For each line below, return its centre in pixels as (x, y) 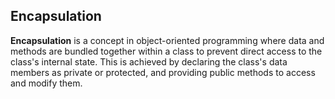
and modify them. (46, 83)
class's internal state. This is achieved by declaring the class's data (149, 61)
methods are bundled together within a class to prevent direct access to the (166, 51)
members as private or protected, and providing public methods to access (163, 72)
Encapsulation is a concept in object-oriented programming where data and (167, 40)
